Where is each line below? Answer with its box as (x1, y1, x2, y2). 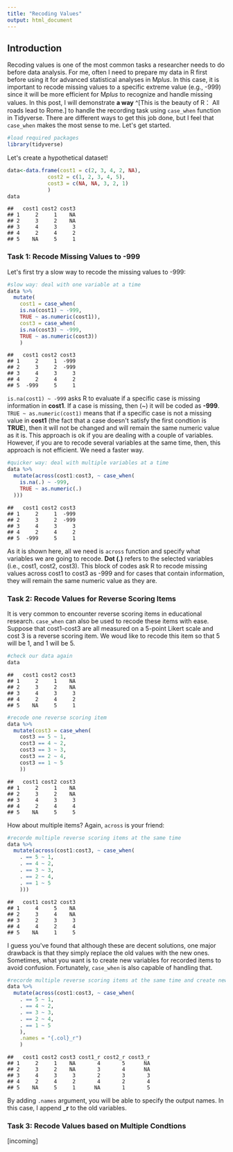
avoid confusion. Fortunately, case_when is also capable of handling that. (7, 963, 213, 971)
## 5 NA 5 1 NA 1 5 (7, 1085, 150, 1092)
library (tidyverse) (7, 141, 64, 148)
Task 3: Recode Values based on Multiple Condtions (7, 1121, 187, 1131)
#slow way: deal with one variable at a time (7, 281, 141, 288)
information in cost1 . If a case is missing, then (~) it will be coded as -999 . (7, 402, 220, 410)
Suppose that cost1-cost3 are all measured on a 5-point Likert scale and (7, 625, 214, 633)
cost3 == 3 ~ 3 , (19, 746, 67, 754)
